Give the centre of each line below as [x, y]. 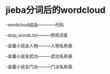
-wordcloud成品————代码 [35, 25]
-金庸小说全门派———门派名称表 [39, 67]
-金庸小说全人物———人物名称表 [39, 45]
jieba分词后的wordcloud [55, 10]
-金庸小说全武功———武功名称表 [39, 56]
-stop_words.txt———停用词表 [37, 35]
